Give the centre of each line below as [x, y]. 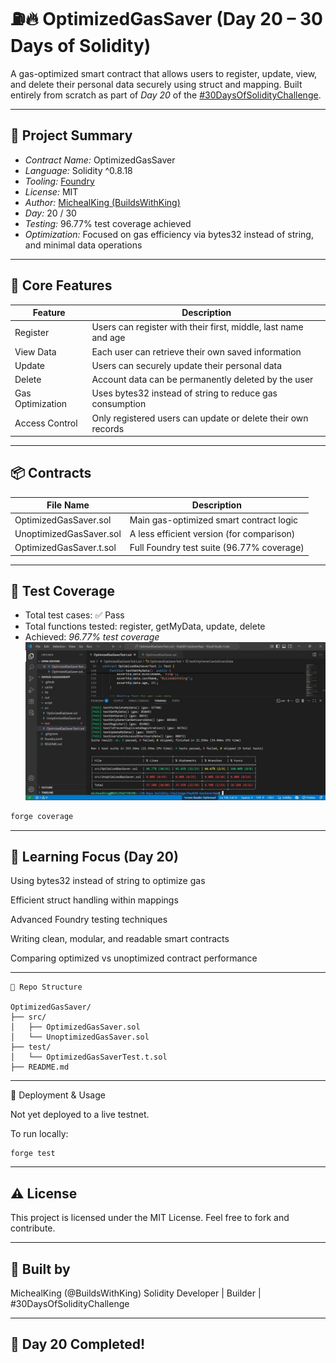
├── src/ [28, 1017]
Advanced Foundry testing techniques [89, 920]
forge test [33, 1154]
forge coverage [42, 816]
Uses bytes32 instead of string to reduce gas [184, 393]
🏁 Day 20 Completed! [78, 1344]
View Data [35, 351]
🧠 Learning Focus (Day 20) [94, 856]
